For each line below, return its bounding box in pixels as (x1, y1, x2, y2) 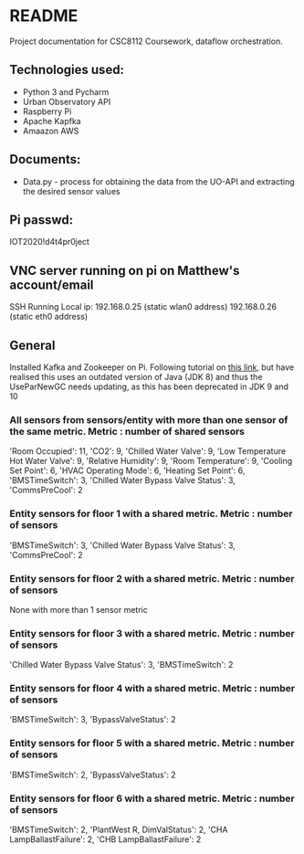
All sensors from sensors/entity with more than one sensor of (9, 413, 288, 426)
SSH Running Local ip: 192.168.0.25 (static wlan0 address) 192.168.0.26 (9, 301, 277, 312)
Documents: (9, 152, 81, 167)
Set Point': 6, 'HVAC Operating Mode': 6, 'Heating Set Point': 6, (9, 465, 246, 476)
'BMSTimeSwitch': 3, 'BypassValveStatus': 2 (9, 714, 176, 725)
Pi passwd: (9, 212, 74, 227)
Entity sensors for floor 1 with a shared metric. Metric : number (9, 508, 293, 521)
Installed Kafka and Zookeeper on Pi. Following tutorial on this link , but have (9, 362, 295, 373)
